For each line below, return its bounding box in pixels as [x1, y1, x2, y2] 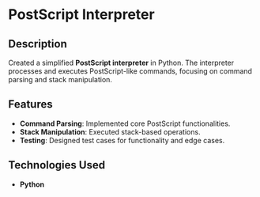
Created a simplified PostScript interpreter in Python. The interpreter [8, 58, 235, 67]
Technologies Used [8, 158, 105, 172]
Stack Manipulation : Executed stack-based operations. [19, 127, 201, 136]
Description [8, 37, 67, 51]
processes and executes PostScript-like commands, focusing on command [8, 66, 253, 76]
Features [8, 97, 53, 112]
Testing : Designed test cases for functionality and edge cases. [19, 135, 225, 145]
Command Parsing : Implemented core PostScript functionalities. [19, 119, 231, 128]
